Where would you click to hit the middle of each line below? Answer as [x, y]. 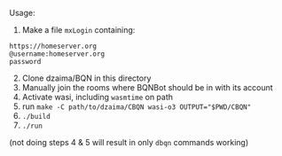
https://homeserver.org [53, 46]
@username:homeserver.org [57, 54]
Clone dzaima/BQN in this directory [86, 78]
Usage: [22, 13]
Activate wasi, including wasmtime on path [98, 97]
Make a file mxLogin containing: [78, 30]
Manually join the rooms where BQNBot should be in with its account [147, 87]
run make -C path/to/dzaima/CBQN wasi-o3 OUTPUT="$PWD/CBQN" [137, 106]
